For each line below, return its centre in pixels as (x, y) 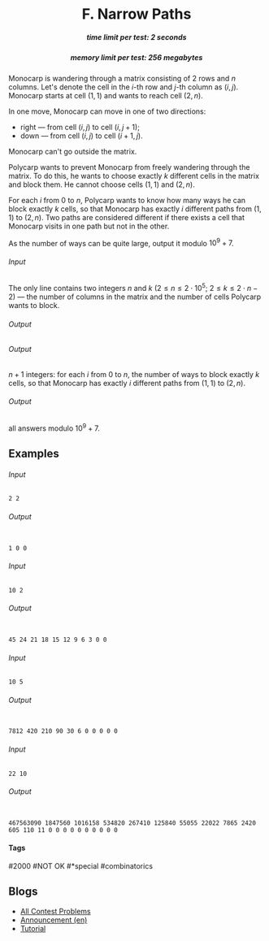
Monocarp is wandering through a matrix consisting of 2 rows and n (122, 78)
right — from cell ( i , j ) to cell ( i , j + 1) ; (80, 127)
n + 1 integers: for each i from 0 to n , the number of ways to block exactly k (134, 374)
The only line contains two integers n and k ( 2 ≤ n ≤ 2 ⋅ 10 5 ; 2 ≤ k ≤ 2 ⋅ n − (133, 288)
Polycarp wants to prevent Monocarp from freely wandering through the (129, 167)
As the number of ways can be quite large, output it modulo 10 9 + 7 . (121, 242)
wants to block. (34, 306)
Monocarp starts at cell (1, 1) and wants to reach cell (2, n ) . (106, 95)
